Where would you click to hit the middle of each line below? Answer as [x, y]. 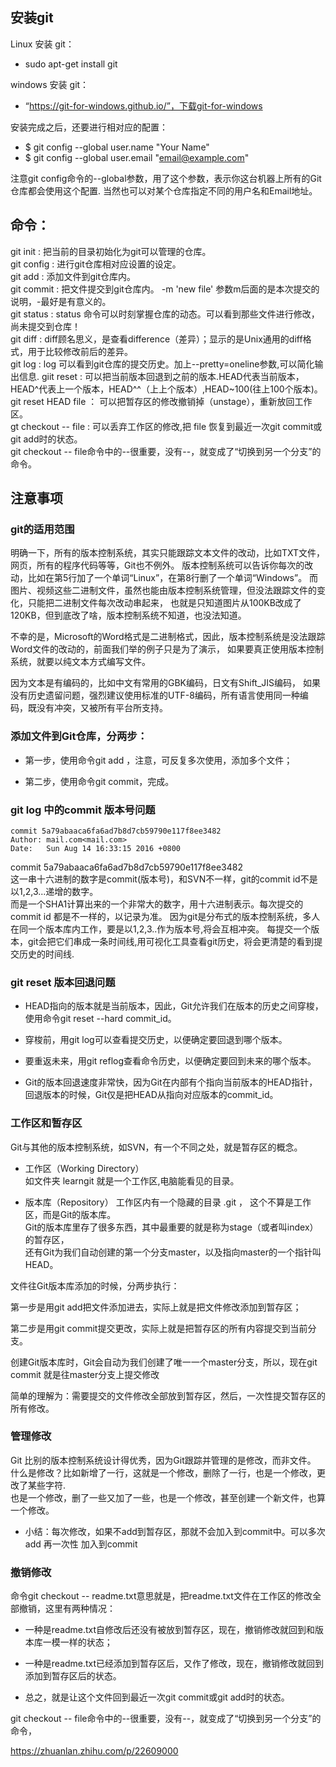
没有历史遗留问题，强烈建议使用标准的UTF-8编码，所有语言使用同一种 [155, 695]
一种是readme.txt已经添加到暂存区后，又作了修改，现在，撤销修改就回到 [174, 1664]
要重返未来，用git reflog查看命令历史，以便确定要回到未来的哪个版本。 [170, 1061]
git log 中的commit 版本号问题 [83, 810]
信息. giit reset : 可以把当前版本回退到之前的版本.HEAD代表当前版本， [161, 376]
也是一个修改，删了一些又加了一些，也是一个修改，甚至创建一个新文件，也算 [168, 1497]
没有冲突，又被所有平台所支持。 [102, 708]
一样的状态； [86, 1642]
